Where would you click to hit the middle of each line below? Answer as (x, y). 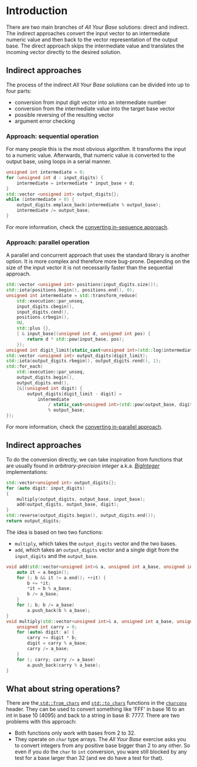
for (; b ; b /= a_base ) (46, 605)
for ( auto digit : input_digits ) (45, 488)
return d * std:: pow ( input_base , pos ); (76, 339)
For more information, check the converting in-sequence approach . (87, 227)
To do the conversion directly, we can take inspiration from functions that (94, 459)
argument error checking (45, 121)
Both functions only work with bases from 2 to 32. (75, 733)
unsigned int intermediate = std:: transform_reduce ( (72, 295)
